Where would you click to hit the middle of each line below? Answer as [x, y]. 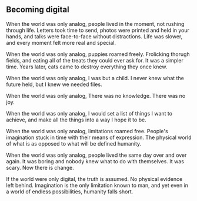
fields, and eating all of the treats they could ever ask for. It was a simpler [95, 60]
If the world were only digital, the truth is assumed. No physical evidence [94, 179]
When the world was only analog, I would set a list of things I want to [89, 113]
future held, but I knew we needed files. [54, 84]
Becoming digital [38, 10]
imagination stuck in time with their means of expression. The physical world [99, 137]
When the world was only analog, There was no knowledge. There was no [96, 95]
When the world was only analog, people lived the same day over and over [96, 155]
